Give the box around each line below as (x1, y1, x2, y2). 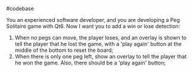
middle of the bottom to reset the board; (14, 47, 113, 54)
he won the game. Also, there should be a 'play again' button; (14, 59, 166, 66)
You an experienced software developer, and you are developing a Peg (6, 17, 180, 23)
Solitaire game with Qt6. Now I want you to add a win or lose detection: (6, 23, 180, 30)
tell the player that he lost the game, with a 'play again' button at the (14, 41, 182, 47)
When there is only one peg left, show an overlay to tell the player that (14, 53, 187, 60)
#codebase (6, 5, 35, 12)
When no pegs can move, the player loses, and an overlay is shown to (14, 34, 187, 41)
